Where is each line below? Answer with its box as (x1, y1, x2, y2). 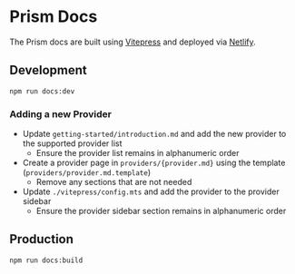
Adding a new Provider (9, 107, 112, 120)
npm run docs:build (9, 256, 84, 265)
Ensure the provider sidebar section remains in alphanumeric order (35, 206, 287, 217)
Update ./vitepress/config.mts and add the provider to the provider (22, 186, 280, 197)
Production (9, 231, 74, 247)
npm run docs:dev (9, 86, 75, 96)
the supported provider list (22, 138, 123, 149)
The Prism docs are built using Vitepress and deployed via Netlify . (9, 36, 256, 47)
